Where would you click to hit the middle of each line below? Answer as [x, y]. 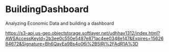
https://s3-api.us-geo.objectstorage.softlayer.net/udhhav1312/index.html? [83, 33]
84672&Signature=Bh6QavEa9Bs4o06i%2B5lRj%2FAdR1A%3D [72, 43]
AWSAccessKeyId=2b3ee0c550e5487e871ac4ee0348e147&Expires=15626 [84, 38]
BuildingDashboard [47, 9]
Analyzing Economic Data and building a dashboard [60, 23]
